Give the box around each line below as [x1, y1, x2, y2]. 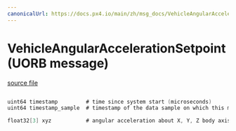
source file [7, 78, 39, 87]
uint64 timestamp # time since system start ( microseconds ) [7, 98, 212, 105]
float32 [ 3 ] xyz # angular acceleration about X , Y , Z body [7, 117, 216, 125]
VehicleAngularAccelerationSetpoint [7, 40, 226, 56]
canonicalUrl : [7, 10, 49, 18]
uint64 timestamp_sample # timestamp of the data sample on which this [7, 104, 225, 112]
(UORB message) [7, 55, 109, 71]
